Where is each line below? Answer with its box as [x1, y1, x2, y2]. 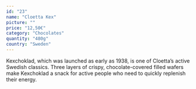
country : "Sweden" [6, 42, 51, 47]
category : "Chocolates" [6, 30, 65, 36]
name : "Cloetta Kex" [6, 14, 57, 20]
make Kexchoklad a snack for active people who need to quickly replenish [6, 70, 186, 77]
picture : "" [6, 19, 35, 25]
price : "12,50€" [6, 25, 46, 31]
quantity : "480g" [6, 36, 49, 42]
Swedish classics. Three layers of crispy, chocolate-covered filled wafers [6, 63, 184, 70]
